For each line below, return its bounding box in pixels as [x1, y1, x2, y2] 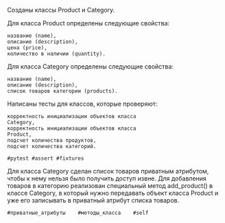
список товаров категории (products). [7, 88, 118, 95]
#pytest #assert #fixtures [7, 155, 84, 162]
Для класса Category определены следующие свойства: [7, 62, 174, 71]
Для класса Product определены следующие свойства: [7, 19, 170, 27]
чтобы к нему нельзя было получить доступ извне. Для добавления [7, 174, 207, 183]
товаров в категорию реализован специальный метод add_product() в [7, 182, 213, 189]
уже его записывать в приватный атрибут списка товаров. [7, 196, 180, 204]
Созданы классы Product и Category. [7, 6, 115, 14]
